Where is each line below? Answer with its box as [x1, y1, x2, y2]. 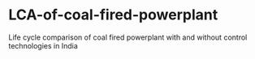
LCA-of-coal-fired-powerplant [8, 6, 218, 24]
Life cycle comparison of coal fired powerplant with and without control [8, 32, 248, 42]
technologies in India [8, 40, 79, 50]
